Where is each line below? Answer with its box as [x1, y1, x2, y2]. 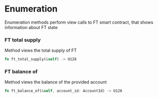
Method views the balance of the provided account [4, 79, 107, 85]
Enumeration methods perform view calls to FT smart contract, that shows [4, 19, 154, 25]
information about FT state [4, 24, 58, 30]
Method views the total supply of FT [4, 47, 77, 54]
